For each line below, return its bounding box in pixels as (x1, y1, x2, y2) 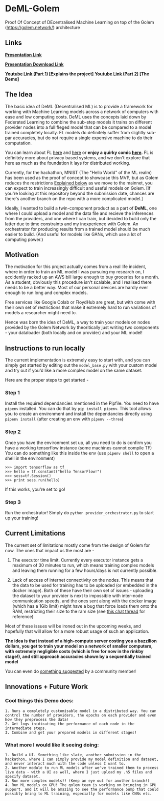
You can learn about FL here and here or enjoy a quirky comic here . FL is (5, 149, 154, 155)
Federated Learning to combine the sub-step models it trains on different (5, 119, 152, 125)
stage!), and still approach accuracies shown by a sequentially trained (5, 653, 151, 659)
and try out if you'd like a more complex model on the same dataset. (5, 367, 142, 374)
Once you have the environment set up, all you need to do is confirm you (5, 440, 152, 445)
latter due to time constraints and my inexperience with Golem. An (5, 221, 139, 227)
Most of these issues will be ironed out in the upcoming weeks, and (5, 623, 141, 629)
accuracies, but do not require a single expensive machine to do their (13, 135, 153, 141)
